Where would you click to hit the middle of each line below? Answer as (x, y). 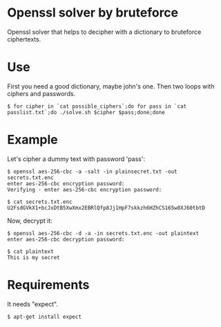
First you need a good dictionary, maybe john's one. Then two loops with (111, 86)
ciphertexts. (24, 39)
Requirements (48, 285)
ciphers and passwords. (41, 93)
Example (32, 140)
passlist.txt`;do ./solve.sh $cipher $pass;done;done (86, 112)
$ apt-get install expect (44, 317)
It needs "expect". (33, 304)
